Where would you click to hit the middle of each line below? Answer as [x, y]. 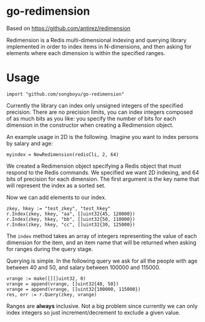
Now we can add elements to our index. [57, 197]
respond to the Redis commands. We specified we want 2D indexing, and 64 [103, 172]
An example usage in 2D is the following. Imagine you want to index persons [102, 137]
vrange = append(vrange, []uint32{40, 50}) [63, 284]
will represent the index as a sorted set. [56, 185]
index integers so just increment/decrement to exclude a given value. [93, 312]
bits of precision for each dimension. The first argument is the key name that [103, 179]
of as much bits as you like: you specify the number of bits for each [91, 118]
